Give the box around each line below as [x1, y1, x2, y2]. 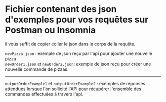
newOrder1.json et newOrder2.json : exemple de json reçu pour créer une [5, 61, 151, 67]
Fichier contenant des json [5, 3, 117, 15]
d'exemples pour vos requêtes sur [5, 14, 149, 25]
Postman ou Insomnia [5, 25, 96, 36]
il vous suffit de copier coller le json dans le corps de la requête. [5, 41, 136, 47]
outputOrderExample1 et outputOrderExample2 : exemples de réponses [5, 80, 146, 86]
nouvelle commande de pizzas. [5, 66, 69, 72]
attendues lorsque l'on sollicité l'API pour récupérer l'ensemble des [5, 86, 142, 92]
